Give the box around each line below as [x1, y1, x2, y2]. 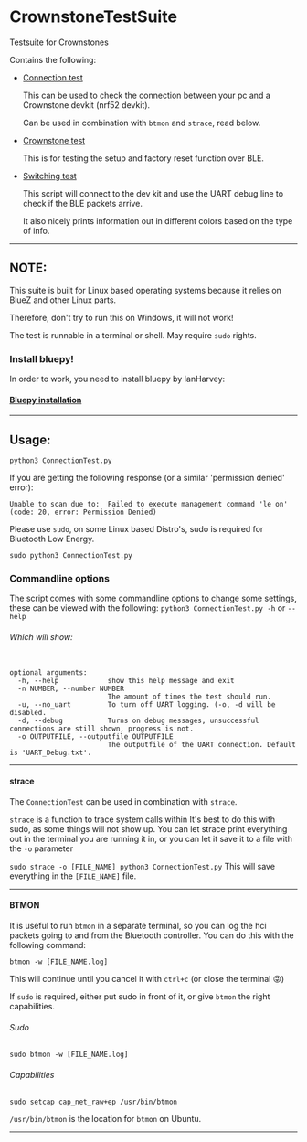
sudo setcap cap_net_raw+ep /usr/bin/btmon [9, 1097, 178, 1107]
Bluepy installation [9, 394, 82, 405]
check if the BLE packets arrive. [22, 197, 143, 208]
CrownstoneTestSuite [9, 6, 178, 27]
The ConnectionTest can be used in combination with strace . [9, 795, 238, 806]
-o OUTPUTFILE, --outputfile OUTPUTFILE [17, 731, 174, 742]
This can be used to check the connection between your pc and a [22, 90, 271, 101]
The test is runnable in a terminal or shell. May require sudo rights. [9, 329, 258, 340]
